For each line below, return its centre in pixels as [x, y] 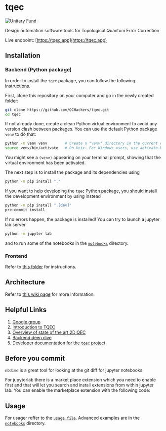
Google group [26, 322]
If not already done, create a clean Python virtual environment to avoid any [81, 124]
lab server [15, 224]
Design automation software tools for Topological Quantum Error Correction [82, 30]
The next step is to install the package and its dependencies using [72, 172]
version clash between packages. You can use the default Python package [81, 129]
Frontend [16, 256]
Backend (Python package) [39, 70]
